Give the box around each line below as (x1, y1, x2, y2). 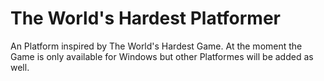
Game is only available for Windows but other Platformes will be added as (10, 50, 314, 62)
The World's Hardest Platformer (10, 7, 282, 30)
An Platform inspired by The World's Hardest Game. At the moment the (10, 40, 303, 52)
